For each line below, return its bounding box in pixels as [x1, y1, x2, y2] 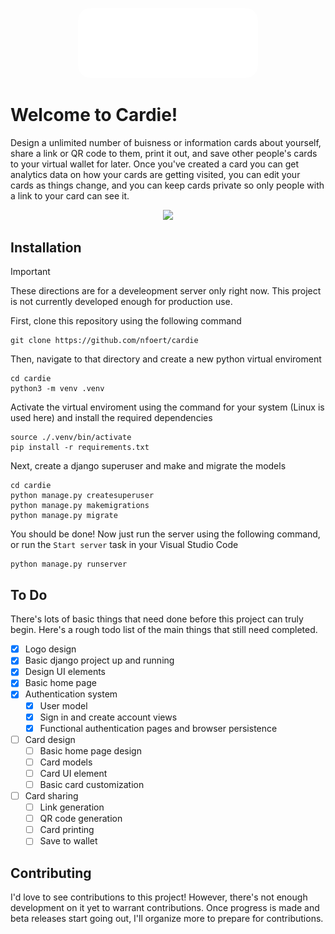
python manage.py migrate [10, 511, 118, 521]
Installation [10, 239, 82, 256]
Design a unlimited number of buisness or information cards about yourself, [10, 136, 322, 148]
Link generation [39, 801, 105, 813]
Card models [39, 756, 93, 768]
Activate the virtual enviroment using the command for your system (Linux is [10, 401, 325, 413]
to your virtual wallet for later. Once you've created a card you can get [10, 158, 300, 170]
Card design [24, 733, 76, 745]
